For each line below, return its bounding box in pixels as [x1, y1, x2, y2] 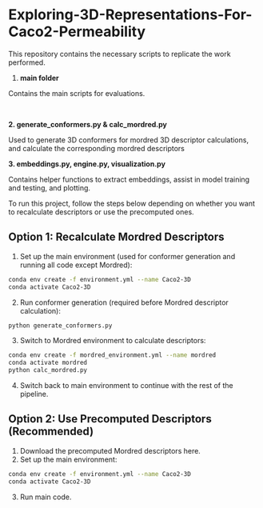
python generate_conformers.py [8, 322, 113, 330]
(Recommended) [8, 425, 94, 438]
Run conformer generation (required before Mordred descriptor [19, 298, 229, 307]
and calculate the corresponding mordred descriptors [8, 143, 185, 153]
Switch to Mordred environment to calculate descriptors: [19, 336, 206, 346]
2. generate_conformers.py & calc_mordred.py [8, 119, 168, 129]
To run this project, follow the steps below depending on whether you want [8, 198, 256, 208]
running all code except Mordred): [19, 260, 133, 270]
